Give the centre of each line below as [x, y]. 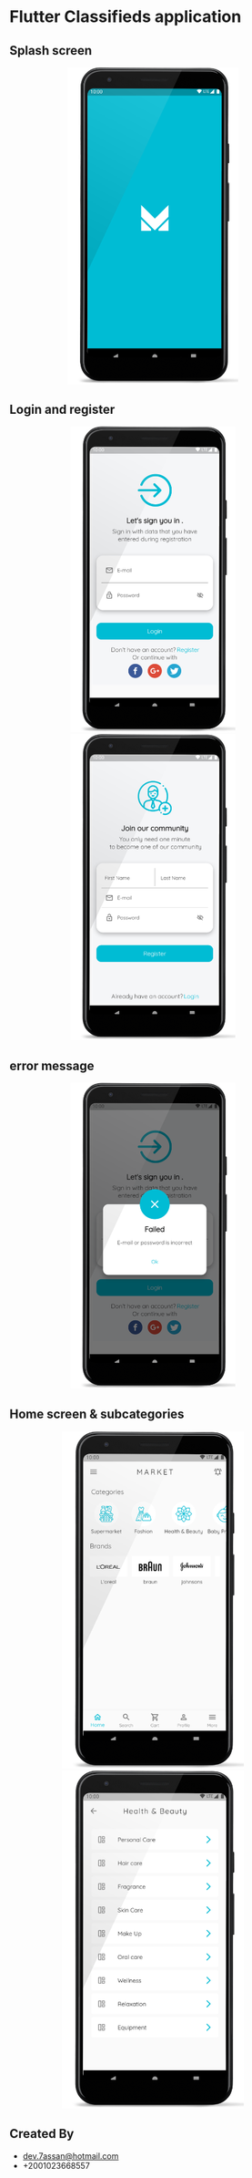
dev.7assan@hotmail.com [71, 2156]
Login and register [62, 409]
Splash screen [51, 51]
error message [52, 1065]
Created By [42, 2134]
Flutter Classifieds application [126, 17]
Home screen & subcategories [97, 1414]
